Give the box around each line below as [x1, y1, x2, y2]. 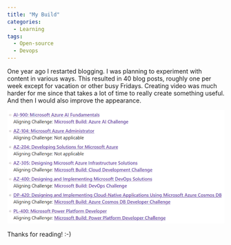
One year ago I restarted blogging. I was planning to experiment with [7, 67, 202, 75]
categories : [7, 18, 41, 25]
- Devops [13, 47, 39, 54]
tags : [7, 33, 23, 40]
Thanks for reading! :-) [7, 230, 72, 238]
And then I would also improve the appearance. [7, 96, 141, 105]
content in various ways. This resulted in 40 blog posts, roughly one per [7, 74, 212, 83]
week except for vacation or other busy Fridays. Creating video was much [7, 82, 217, 89]
